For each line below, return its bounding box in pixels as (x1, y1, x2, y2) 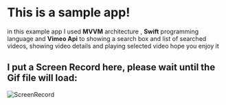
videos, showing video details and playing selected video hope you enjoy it (7, 42, 220, 50)
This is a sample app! (7, 5, 131, 20)
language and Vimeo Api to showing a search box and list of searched (7, 34, 207, 42)
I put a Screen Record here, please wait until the (7, 61, 216, 73)
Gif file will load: (7, 72, 78, 84)
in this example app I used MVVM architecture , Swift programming (7, 27, 199, 35)
